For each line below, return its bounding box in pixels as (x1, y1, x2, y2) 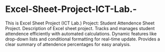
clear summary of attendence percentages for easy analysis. (5, 41, 131, 47)
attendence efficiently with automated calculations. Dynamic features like (5, 30, 157, 36)
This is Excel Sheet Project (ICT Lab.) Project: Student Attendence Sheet (5, 20, 154, 26)
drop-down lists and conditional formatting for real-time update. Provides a (5, 36, 160, 42)
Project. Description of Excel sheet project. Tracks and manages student (5, 25, 155, 31)
